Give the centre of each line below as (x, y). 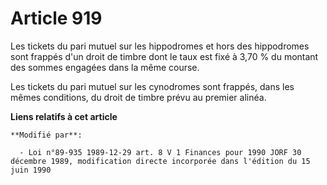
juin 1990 (31, 170)
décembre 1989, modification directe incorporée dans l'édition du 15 (160, 161)
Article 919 (56, 18)
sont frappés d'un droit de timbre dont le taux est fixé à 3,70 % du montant (164, 56)
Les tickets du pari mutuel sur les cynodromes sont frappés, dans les (152, 86)
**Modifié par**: (46, 135)
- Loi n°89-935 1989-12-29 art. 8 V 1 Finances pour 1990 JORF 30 (160, 152)
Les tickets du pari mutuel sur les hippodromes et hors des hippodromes (160, 46)
